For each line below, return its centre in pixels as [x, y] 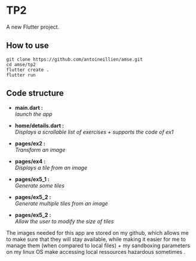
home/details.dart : [39, 125]
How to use [27, 46]
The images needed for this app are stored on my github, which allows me [98, 232]
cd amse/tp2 [21, 64]
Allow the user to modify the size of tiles [64, 221]
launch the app [33, 114]
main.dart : [29, 107]
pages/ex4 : [30, 161]
